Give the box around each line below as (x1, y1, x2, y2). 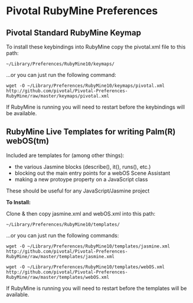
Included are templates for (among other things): (6, 152, 125, 159)
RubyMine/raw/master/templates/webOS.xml (6, 274, 110, 280)
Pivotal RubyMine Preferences (6, 4, 158, 18)
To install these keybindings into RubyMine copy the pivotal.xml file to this (6, 43, 186, 50)
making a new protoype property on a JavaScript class (14, 175, 148, 183)
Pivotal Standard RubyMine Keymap (6, 28, 142, 38)
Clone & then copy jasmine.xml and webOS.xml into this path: (6, 210, 156, 217)
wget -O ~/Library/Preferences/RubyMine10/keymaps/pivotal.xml (6, 83, 165, 89)
